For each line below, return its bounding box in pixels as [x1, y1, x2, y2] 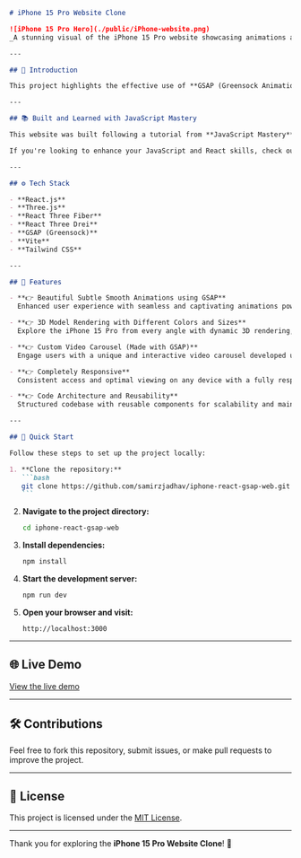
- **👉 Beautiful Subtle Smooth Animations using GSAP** [9, 293, 227, 302]
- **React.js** [9, 195, 66, 204]
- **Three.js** [9, 203, 66, 213]
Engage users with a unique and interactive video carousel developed [17, 351, 287, 360]
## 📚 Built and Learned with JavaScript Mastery [9, 114, 197, 123]
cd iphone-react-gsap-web [21, 523, 119, 533]
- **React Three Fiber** [9, 212, 102, 221]
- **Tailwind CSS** [9, 245, 82, 254]
